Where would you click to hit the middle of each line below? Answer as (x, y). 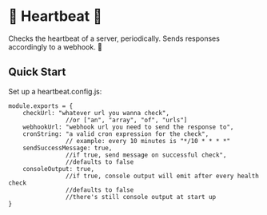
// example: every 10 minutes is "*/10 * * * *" (147, 141)
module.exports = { (41, 106)
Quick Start (37, 72)
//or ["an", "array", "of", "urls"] (126, 120)
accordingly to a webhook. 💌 (55, 46)
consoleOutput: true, (58, 169)
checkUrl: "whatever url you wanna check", (96, 113)
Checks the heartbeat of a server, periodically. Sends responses (114, 38)
